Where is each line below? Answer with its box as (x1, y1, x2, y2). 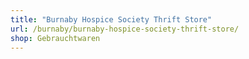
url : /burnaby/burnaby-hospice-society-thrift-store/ (10, 24, 240, 34)
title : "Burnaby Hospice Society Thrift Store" (10, 14, 213, 25)
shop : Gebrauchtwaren (10, 33, 101, 43)
